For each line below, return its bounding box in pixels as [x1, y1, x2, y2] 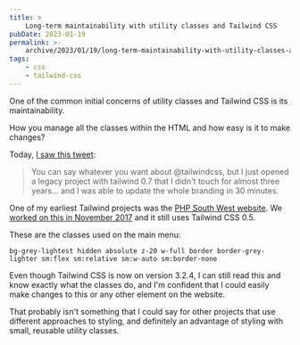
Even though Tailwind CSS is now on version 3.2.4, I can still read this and [9, 269, 281, 281]
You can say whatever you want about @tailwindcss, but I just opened [30, 166, 289, 177]
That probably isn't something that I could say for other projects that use [9, 306, 276, 316]
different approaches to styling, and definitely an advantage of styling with [9, 316, 284, 326]
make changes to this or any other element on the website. [9, 289, 226, 300]
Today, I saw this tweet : [9, 149, 96, 160]
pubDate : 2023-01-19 [9, 29, 87, 38]
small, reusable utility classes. [9, 324, 120, 335]
